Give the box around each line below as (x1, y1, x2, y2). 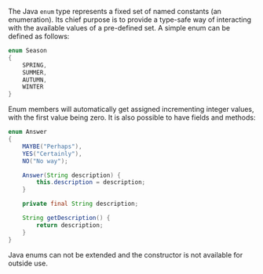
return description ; (36, 221, 104, 229)
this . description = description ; (36, 178, 146, 186)
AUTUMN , (22, 76, 47, 84)
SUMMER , (22, 68, 47, 77)
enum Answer (8, 128, 47, 136)
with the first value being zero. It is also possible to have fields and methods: (8, 113, 256, 122)
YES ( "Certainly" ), (22, 150, 82, 157)
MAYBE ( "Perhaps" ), (22, 142, 82, 150)
